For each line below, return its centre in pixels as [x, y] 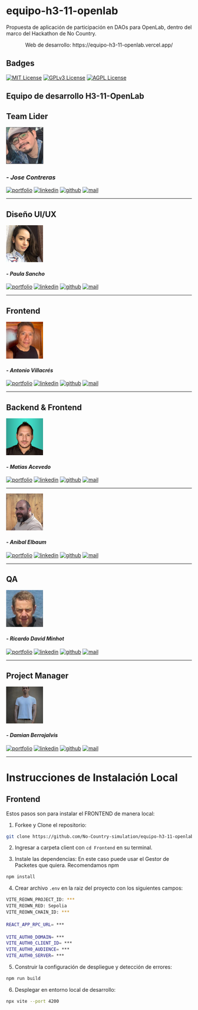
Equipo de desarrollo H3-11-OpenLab [75, 96]
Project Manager [37, 675]
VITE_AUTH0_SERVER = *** [35, 956]
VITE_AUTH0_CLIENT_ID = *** [39, 943]
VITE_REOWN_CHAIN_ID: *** [38, 912]
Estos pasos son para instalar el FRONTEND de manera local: [80, 813]
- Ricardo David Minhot [35, 639]
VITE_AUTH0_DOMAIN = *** [35, 937]
